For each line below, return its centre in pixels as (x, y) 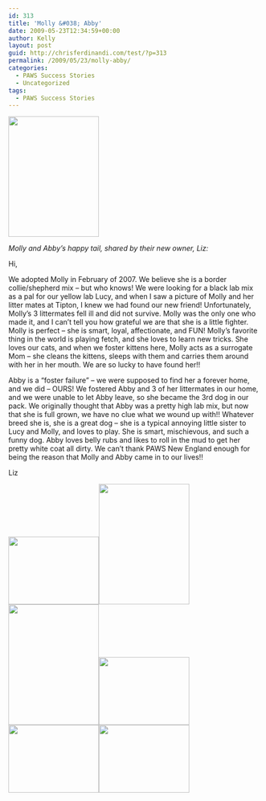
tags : (17, 90)
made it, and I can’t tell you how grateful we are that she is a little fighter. (129, 322)
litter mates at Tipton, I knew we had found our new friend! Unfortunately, (130, 305)
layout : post (30, 46)
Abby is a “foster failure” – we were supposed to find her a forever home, (129, 380)
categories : (28, 68)
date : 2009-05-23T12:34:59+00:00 (64, 31)
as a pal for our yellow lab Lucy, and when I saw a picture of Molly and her (131, 296)
